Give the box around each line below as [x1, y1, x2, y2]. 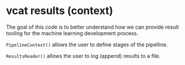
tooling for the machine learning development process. [6, 29, 139, 36]
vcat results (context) [6, 4, 114, 18]
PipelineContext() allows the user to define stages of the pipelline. [6, 41, 168, 48]
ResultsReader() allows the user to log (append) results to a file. [6, 52, 161, 59]
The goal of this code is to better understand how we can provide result [6, 23, 179, 30]
